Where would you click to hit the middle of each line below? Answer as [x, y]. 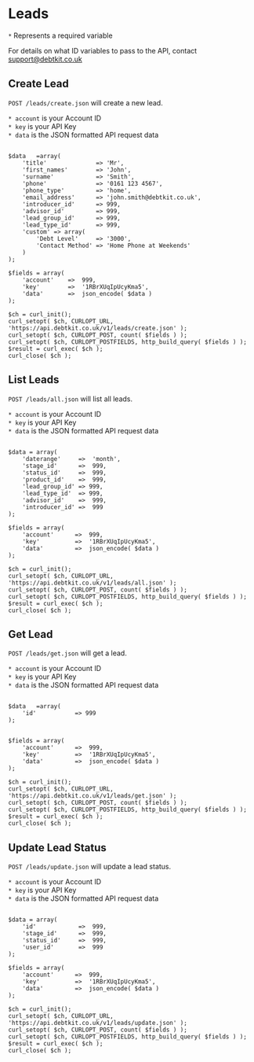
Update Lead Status [58, 848]
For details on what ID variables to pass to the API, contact [103, 50]
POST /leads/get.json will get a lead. [67, 653]
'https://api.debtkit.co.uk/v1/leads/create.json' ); [98, 328]
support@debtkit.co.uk [45, 59]
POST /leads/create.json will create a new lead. [85, 102]
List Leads [34, 380]
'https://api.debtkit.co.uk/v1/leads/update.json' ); [98, 1023]
